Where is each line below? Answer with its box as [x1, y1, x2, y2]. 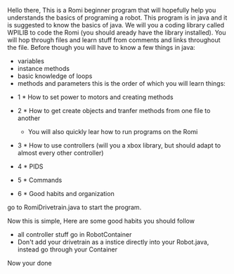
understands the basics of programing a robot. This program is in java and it [7, 13, 228, 22]
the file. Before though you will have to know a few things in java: [7, 44, 195, 51]
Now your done [7, 259, 52, 267]
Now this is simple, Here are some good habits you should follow [7, 217, 195, 225]
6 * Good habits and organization [17, 190, 115, 197]
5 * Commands [17, 176, 63, 184]
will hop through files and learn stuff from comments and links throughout [7, 36, 221, 44]
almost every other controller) [17, 149, 104, 157]
